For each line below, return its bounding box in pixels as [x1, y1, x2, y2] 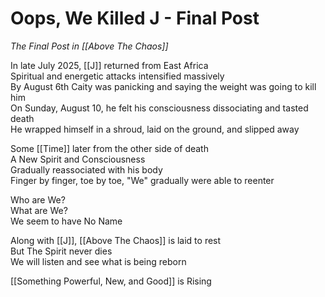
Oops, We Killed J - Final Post [10, 7, 260, 30]
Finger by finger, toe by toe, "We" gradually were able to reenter [10, 174, 275, 186]
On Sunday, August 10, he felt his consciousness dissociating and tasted [10, 102, 309, 114]
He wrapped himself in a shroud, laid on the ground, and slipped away [10, 123, 300, 135]
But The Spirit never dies [10, 245, 113, 257]
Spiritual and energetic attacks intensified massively [10, 70, 225, 82]
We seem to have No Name [10, 215, 123, 227]
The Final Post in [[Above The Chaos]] [10, 40, 169, 52]
